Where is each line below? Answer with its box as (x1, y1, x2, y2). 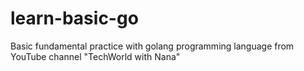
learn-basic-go (10, 7, 139, 30)
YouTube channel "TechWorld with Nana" (10, 50, 181, 62)
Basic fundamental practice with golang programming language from (10, 40, 295, 52)
